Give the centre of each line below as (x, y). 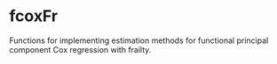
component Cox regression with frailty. (80, 49)
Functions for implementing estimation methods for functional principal (139, 40)
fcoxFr (34, 16)
